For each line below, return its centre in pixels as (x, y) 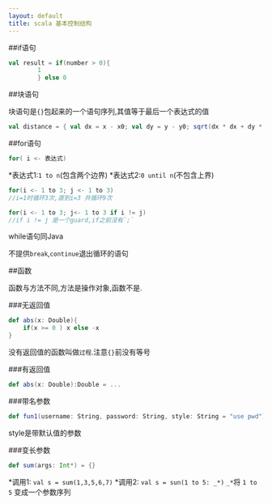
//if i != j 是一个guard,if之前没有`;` (71, 220)
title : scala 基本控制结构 (50, 23)
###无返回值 (30, 305)
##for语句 (25, 143)
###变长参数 (30, 450)
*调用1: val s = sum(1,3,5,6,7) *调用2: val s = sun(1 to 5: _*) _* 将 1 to (133, 481)
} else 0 (52, 78)
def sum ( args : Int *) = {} (52, 465)
